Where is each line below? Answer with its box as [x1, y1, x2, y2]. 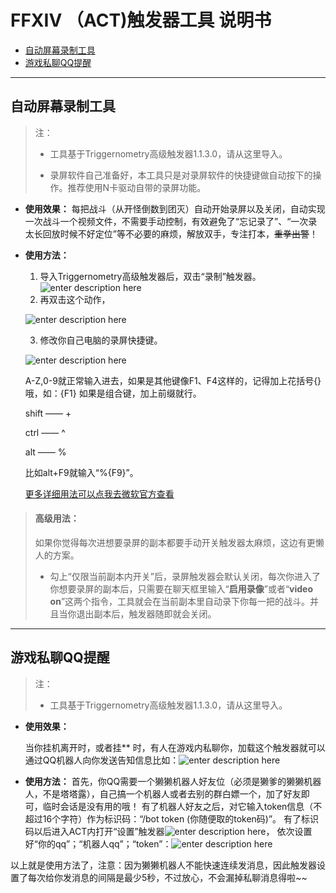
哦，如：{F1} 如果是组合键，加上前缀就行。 [24, 387, 202, 399]
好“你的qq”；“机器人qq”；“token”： [24, 837, 172, 850]
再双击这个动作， [39, 293, 111, 305]
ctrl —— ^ [24, 426, 66, 438]
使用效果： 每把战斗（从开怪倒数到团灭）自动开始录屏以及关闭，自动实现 [24, 202, 326, 215]
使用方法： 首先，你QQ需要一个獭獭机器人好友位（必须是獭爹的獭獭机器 [24, 775, 322, 787]
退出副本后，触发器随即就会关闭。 [76, 607, 217, 620]
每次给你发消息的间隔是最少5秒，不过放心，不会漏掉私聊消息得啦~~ [27, 871, 308, 883]
